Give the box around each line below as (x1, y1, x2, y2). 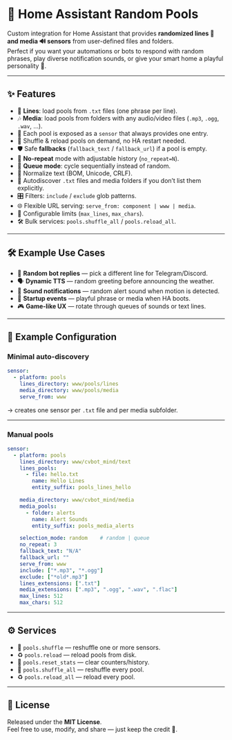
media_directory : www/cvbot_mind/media (19, 497, 135, 504)
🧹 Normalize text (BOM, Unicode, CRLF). (17, 169, 133, 177)
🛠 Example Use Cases (7, 247, 106, 259)
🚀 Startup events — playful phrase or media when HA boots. (17, 294, 191, 302)
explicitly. (17, 184, 45, 192)
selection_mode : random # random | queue (19, 535, 150, 542)
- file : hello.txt (25, 471, 79, 478)
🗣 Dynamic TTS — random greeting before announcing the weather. (17, 276, 215, 285)
